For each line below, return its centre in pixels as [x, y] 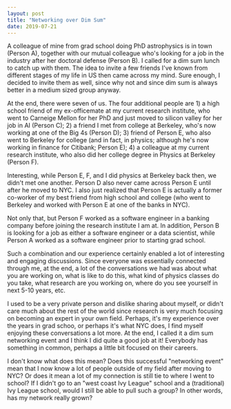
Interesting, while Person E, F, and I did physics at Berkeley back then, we [112, 175]
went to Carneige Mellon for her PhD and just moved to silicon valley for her [115, 118]
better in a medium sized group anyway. [64, 90]
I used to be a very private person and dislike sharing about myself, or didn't [115, 304]
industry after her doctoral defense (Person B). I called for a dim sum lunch [113, 61]
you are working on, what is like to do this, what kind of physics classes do [113, 276]
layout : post [26, 13]
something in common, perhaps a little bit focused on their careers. [103, 348]
